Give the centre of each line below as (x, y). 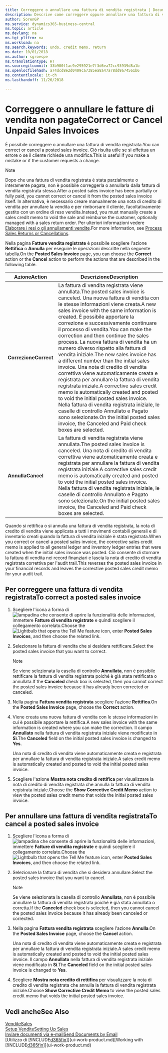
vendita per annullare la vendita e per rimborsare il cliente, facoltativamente (83, 206)
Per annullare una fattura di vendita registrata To (81, 816)
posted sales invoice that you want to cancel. (59, 878)
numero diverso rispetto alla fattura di (102, 348)
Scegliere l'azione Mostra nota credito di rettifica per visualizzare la (83, 779)
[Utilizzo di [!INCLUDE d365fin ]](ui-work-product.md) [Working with (74, 1040)
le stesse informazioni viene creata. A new (107, 304)
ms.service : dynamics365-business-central (50, 24)
